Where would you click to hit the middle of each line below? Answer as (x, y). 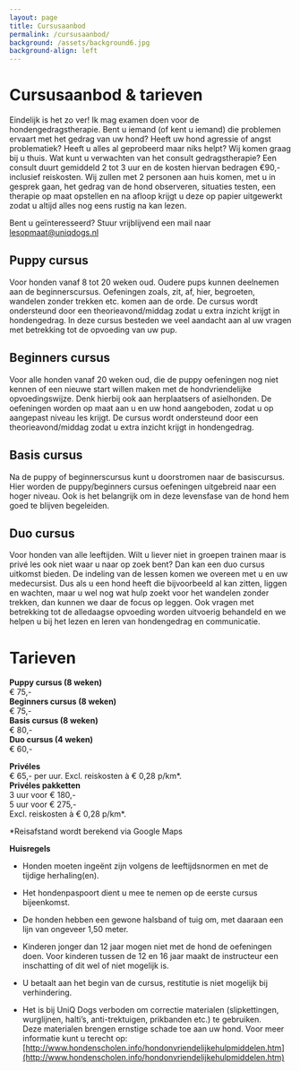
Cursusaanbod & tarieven (106, 95)
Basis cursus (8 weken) (54, 721)
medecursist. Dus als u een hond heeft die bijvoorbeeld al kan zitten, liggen (148, 584)
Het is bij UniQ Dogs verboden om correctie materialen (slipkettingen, (150, 1010)
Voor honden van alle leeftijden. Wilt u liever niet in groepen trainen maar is (148, 555)
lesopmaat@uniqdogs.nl (54, 233)
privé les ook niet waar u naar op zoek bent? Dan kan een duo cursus (137, 564)
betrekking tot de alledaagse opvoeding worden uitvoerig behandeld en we (148, 612)
